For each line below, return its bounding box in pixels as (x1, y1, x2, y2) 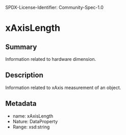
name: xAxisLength (12, 112, 54, 119)
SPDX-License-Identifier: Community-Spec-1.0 (5, 5, 104, 10)
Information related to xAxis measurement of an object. (5, 84, 121, 91)
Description (5, 71, 43, 80)
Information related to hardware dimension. (5, 56, 96, 62)
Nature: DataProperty (12, 118, 58, 124)
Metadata (5, 99, 37, 108)
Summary (5, 42, 37, 51)
